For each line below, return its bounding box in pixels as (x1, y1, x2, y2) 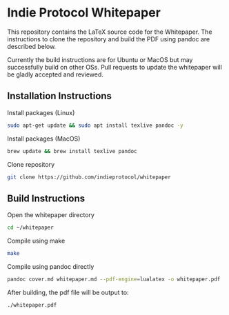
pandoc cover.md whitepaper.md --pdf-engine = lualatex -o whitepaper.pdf (7, 276, 221, 283)
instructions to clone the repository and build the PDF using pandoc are (7, 34, 210, 43)
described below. (7, 42, 57, 50)
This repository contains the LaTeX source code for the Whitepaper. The (7, 28, 212, 36)
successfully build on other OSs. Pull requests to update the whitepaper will (7, 63, 222, 71)
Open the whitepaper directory (7, 211, 95, 219)
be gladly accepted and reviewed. (7, 70, 103, 79)
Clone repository (7, 160, 55, 168)
